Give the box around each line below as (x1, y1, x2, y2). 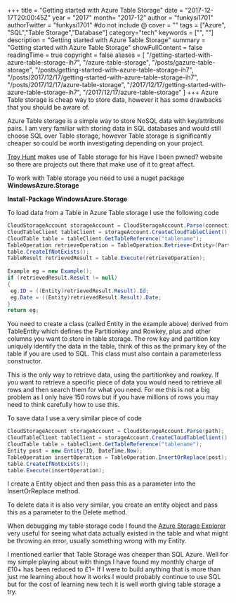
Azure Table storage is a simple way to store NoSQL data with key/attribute (7, 117, 225, 125)
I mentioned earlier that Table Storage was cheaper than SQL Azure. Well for (7, 550, 229, 559)
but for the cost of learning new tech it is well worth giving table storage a (7, 580, 221, 589)
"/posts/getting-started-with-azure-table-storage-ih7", (34, 66, 194, 74)
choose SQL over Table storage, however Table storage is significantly (7, 131, 212, 140)
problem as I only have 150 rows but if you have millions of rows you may (7, 393, 219, 401)
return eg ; (7, 307, 39, 314)
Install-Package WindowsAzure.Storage (7, 195, 128, 203)
